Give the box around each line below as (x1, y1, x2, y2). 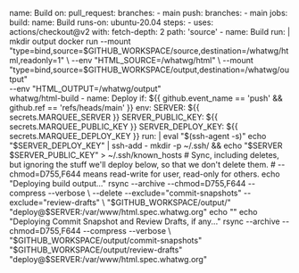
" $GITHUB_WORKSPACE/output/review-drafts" (9, 244, 183, 255)
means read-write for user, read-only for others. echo (82, 169, 280, 179)
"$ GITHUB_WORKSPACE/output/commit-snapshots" (9, 236, 203, 245)
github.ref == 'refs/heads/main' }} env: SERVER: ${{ (9, 103, 200, 112)
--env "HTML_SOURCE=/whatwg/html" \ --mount (71, 55, 254, 65)
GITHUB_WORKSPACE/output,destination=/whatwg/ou (87, 64, 290, 75)
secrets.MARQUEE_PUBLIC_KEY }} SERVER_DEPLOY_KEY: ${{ (9, 121, 238, 132)
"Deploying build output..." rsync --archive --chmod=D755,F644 (9, 178, 246, 188)
